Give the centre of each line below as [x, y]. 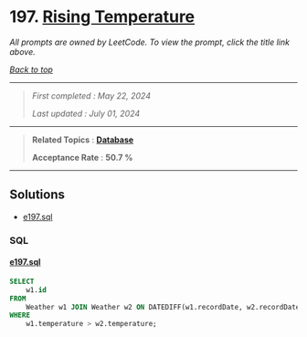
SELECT [22, 281]
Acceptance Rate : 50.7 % [82, 157]
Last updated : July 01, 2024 [86, 113]
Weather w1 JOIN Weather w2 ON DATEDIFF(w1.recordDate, [135, 307]
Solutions [37, 195]
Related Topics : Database [83, 140]
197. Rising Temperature [102, 17]
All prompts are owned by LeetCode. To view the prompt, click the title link [150, 42]
